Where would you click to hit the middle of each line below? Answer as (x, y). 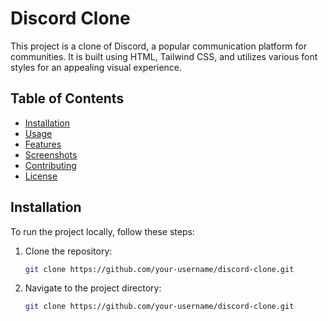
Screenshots (51, 154)
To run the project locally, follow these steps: (102, 231)
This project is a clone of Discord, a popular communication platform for (159, 46)
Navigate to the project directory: (93, 288)
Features (43, 144)
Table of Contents (67, 98)
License (41, 176)
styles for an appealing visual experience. (96, 67)
